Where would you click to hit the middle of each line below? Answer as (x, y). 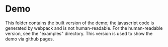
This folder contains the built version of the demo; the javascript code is (80, 23)
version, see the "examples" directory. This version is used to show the (79, 33)
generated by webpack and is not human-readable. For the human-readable (84, 28)
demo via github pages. (30, 39)
